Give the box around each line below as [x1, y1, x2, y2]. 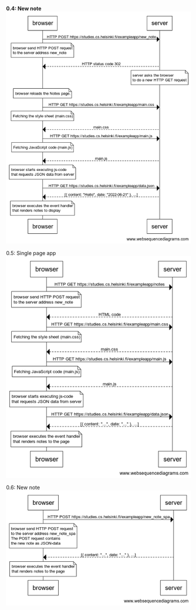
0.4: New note [6, 5, 42, 12]
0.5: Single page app [6, 249, 56, 256]
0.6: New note [6, 484, 40, 491]
